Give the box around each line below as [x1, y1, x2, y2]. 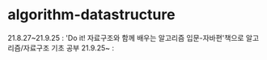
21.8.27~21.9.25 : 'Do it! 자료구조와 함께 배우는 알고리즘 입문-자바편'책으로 [7, 33, 244, 42]
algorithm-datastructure [7, 6, 176, 24]
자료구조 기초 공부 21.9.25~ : [23, 42, 115, 53]
